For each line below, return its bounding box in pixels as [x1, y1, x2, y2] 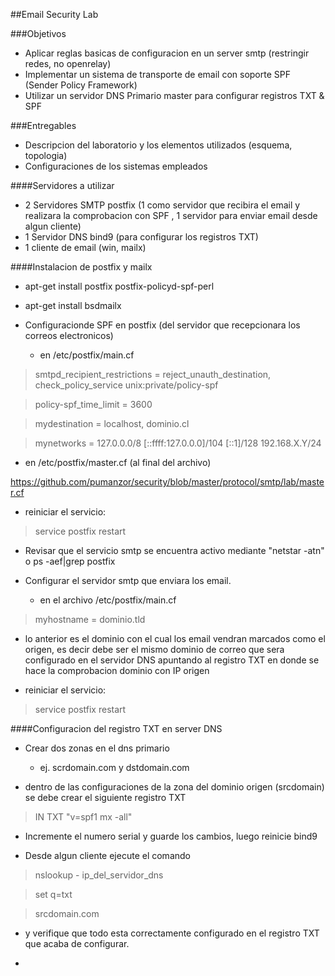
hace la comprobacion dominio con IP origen [24, 665, 210, 676]
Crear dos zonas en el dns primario [24, 742, 170, 754]
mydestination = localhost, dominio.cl [34, 418, 190, 429]
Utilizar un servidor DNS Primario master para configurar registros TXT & [24, 90, 325, 101]
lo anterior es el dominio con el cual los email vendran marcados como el [24, 633, 326, 644]
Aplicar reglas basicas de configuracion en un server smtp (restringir [24, 47, 310, 59]
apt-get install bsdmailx [24, 300, 122, 311]
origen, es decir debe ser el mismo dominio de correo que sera [24, 644, 285, 655]
